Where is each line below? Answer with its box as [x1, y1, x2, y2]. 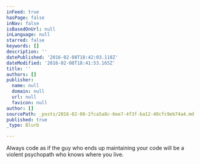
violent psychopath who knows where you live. [6, 151, 124, 159]
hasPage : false [6, 15, 45, 21]
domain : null [12, 88, 45, 94]
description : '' [6, 49, 47, 55]
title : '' [6, 65, 32, 72]
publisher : [6, 77, 34, 83]
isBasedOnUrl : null [6, 26, 56, 32]
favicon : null [12, 99, 47, 105]
